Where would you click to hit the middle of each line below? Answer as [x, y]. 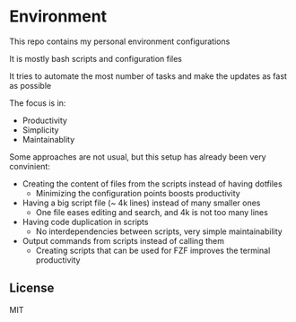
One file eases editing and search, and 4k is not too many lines [152, 212]
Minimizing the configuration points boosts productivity [138, 193]
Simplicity [40, 130]
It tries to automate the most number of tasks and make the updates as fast [148, 76]
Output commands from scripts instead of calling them [123, 240]
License [32, 288]
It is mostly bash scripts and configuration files [96, 58]
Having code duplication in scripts [85, 222]
